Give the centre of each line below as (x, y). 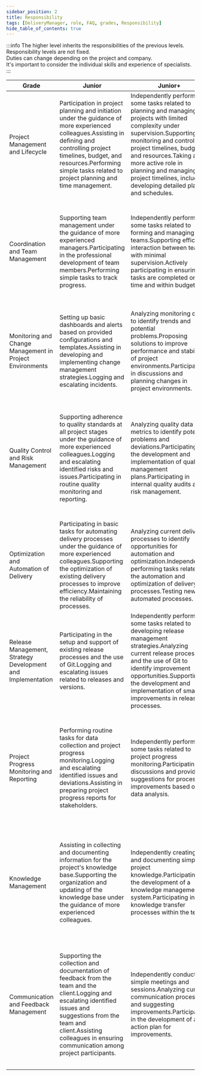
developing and (81, 355)
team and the (78, 986)
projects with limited (159, 119)
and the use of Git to (159, 661)
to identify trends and (161, 321)
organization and (83, 883)
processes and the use (92, 657)
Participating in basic (89, 524)
